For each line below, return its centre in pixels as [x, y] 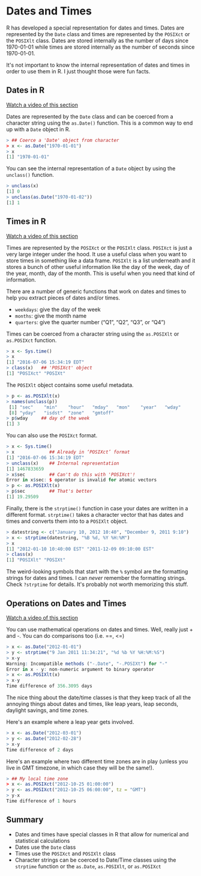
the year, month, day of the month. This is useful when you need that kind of [100, 273]
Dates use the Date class [45, 847]
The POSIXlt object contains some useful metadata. [70, 385]
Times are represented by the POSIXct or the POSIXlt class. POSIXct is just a [99, 247]
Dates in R [25, 91]
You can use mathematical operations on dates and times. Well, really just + [100, 629]
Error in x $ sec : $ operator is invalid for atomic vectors [82, 480]
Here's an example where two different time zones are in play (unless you [97, 761]
